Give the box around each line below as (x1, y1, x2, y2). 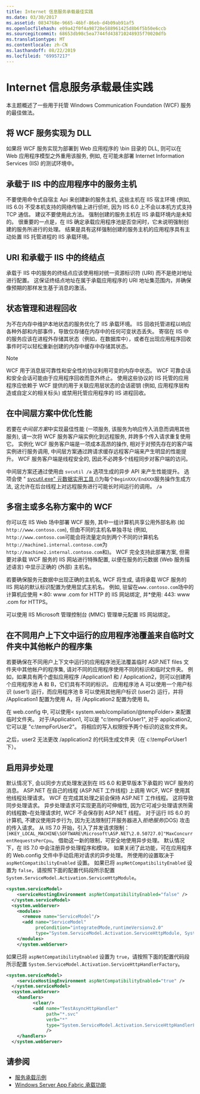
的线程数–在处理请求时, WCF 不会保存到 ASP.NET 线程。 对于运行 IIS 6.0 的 (6, 809, 190, 817)
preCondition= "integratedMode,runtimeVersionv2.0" (35, 925, 164, 931)
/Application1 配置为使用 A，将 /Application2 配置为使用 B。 (6, 696, 153, 703)
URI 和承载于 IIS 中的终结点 (6, 252, 105, 262)
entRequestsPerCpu (6, 838, 52, 844)
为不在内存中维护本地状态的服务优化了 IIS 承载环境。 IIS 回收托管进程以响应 (6, 320, 192, 327)
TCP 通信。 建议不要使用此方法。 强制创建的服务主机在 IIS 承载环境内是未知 (6, 211, 192, 218)
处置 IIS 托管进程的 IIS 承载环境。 (11, 233, 92, 240)
